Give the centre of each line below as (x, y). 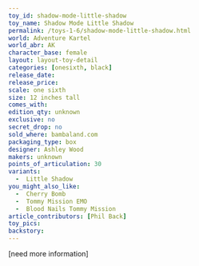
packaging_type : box (43, 142)
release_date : (32, 75)
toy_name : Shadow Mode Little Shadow (71, 23)
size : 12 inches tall (44, 97)
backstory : (26, 231)
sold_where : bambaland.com (53, 134)
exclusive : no (32, 120)
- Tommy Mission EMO (52, 201)
